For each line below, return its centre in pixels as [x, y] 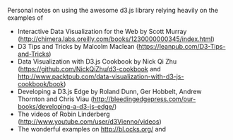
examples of [25, 18]
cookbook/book [41, 84]
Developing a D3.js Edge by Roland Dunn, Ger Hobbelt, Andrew [109, 92]
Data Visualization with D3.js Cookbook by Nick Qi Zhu [97, 62]
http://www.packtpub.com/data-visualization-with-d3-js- [101, 76]
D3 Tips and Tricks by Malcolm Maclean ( [78, 46]
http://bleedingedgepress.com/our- [144, 99]
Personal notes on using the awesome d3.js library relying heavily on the [113, 10]
